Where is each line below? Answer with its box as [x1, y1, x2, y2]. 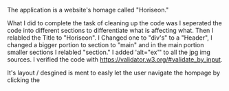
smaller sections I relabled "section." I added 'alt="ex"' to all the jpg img [7, 48, 211, 56]
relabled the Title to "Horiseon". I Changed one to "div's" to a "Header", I [7, 34, 213, 42]
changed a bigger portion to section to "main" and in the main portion [7, 41, 204, 49]
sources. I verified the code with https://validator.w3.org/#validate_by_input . [7, 55, 223, 64]
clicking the [7, 76, 40, 84]
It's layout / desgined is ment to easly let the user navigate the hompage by [7, 68, 221, 77]
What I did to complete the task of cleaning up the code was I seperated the [7, 19, 222, 27]
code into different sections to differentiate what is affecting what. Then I [7, 27, 214, 34]
